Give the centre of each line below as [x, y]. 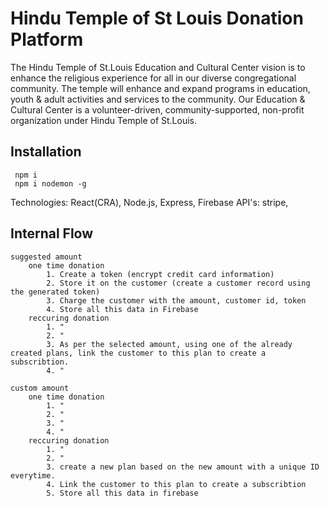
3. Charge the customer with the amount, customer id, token [176, 300]
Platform [47, 39]
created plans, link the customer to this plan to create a [138, 353]
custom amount [40, 388]
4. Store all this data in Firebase [122, 309]
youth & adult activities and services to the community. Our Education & [158, 99]
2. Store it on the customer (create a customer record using [178, 283]
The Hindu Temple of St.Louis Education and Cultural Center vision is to [158, 67]
